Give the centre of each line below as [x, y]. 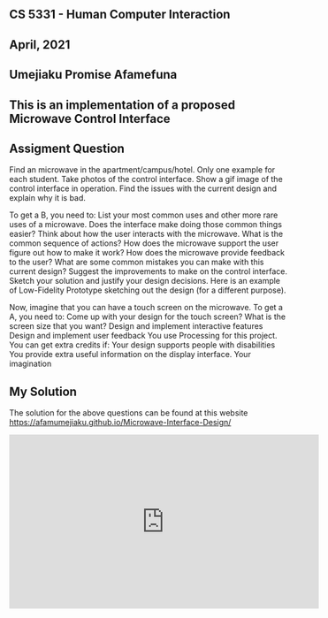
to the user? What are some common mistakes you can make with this [137, 262]
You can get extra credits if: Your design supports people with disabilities [142, 345]
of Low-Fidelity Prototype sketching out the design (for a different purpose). [148, 290]
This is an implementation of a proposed [122, 105]
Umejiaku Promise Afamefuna [93, 75]
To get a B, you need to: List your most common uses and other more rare [144, 215]
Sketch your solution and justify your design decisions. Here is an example [145, 281]
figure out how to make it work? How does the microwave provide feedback [147, 253]
